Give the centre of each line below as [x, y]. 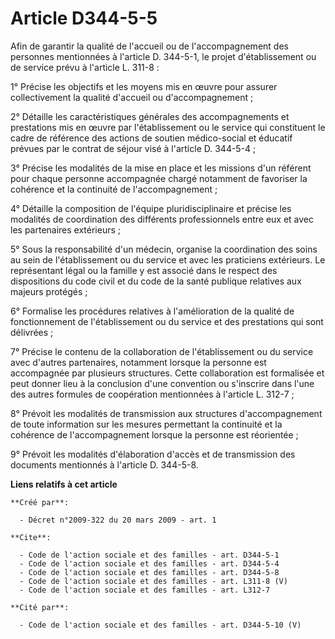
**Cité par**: [40, 607]
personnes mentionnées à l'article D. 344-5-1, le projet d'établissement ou [163, 56]
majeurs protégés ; [49, 291]
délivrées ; [32, 332]
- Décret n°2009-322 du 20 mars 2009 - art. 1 [118, 520]
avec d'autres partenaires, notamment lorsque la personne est [138, 362]
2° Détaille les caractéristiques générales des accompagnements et [150, 116]
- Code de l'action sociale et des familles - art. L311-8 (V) [153, 581]
